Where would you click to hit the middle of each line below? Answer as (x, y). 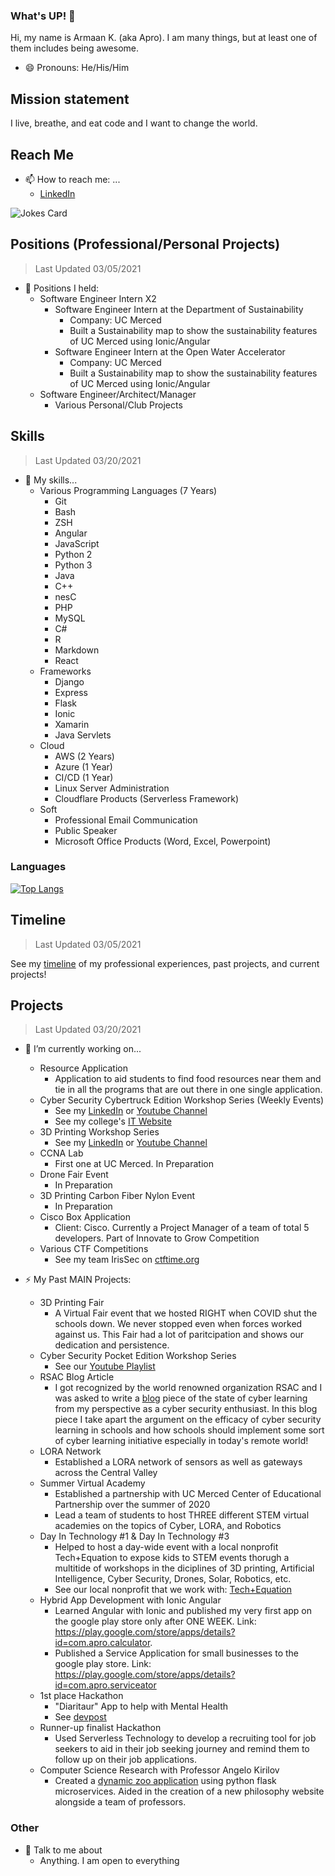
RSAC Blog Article (77, 1377)
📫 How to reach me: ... (72, 179)
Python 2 (73, 554)
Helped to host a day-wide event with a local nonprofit (166, 1547)
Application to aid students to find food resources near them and (188, 1079)
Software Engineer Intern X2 (98, 298)
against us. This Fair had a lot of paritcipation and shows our (179, 1335)
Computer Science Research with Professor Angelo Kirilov (159, 1770)
